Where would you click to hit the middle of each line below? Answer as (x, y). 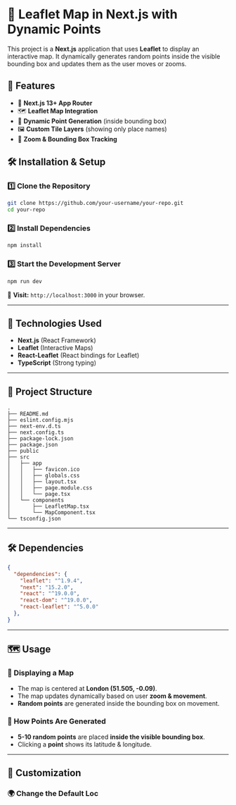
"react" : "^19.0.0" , (50, 594)
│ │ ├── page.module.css (50, 488)
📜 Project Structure (50, 391)
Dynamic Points (54, 29)
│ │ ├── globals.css (44, 476)
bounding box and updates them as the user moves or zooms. (97, 63)
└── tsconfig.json (34, 519)
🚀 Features (31, 86)
